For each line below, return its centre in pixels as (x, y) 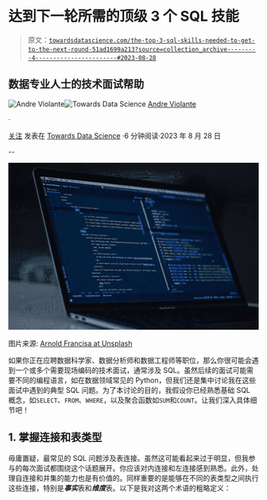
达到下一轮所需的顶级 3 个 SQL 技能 (124, 16)
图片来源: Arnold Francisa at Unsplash (70, 343)
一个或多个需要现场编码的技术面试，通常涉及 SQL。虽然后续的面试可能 (131, 370)
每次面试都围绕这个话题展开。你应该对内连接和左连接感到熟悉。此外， (137, 468)
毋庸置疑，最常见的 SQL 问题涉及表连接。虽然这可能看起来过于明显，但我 (128, 458)
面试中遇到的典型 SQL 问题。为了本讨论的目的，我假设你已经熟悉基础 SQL (130, 390)
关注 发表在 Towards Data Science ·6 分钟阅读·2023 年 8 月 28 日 (114, 135)
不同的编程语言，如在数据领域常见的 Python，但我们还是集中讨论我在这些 (135, 380)
